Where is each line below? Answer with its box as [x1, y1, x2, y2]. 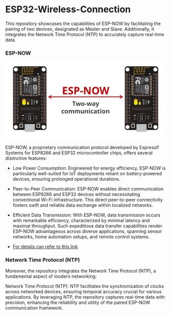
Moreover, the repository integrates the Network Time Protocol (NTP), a [5, 268, 156, 274]
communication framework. [5, 305, 63, 311]
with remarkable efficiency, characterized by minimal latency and [12, 217, 150, 223]
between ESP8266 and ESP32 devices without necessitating [12, 191, 140, 197]
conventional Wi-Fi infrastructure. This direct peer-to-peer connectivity [12, 197, 163, 203]
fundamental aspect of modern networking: [5, 273, 97, 279]
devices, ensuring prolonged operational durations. [12, 176, 121, 182]
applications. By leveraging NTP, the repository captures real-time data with [5, 294, 165, 300]
